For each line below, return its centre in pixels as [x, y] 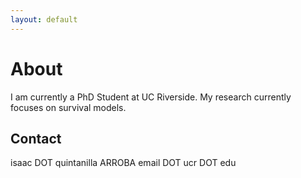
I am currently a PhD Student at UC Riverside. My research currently [151, 97]
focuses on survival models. [68, 107]
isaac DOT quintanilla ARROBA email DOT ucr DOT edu [123, 163]
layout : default [44, 19]
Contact [36, 138]
